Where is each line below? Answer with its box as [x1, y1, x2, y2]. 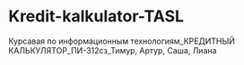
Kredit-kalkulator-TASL [8, 6, 185, 27]
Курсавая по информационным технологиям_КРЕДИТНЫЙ [8, 36, 235, 46]
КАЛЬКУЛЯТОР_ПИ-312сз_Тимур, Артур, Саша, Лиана [8, 45, 217, 55]
